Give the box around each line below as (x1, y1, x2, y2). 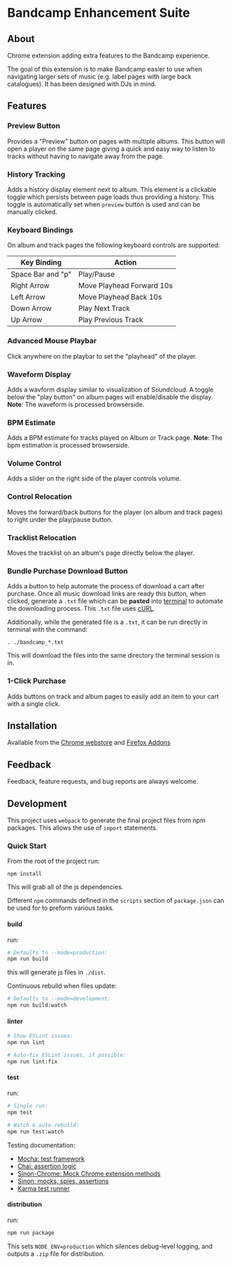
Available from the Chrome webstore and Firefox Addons (7, 738, 171, 747)
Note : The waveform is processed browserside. (7, 400, 145, 408)
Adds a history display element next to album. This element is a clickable (7, 185, 217, 193)
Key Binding (20, 258, 62, 268)
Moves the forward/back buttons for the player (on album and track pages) (7, 508, 223, 516)
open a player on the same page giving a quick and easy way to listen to (7, 144, 215, 153)
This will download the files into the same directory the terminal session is (7, 651, 220, 660)
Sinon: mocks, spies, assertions (17, 1177, 109, 1185)
